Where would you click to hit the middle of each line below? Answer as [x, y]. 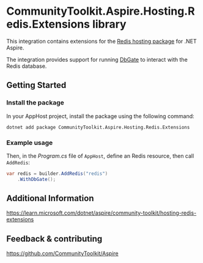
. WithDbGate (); [37, 179]
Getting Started [36, 85]
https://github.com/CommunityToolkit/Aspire [62, 254]
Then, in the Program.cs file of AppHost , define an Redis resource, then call [100, 156]
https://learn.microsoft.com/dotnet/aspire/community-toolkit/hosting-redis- [102, 213]
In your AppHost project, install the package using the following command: [100, 116]
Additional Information [50, 198]
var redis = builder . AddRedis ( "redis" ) [57, 173]
